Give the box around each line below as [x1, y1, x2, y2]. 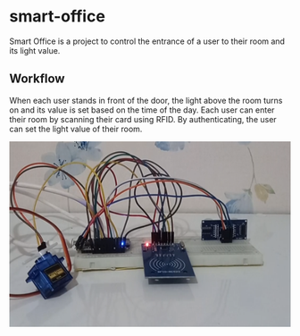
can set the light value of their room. [9, 123, 143, 134]
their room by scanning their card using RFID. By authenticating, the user [9, 113, 277, 124]
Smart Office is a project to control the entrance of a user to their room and [9, 36, 286, 46]
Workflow [9, 71, 65, 87]
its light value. [9, 45, 61, 55]
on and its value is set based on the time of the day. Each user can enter [9, 105, 275, 115]
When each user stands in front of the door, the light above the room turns [9, 95, 283, 105]
